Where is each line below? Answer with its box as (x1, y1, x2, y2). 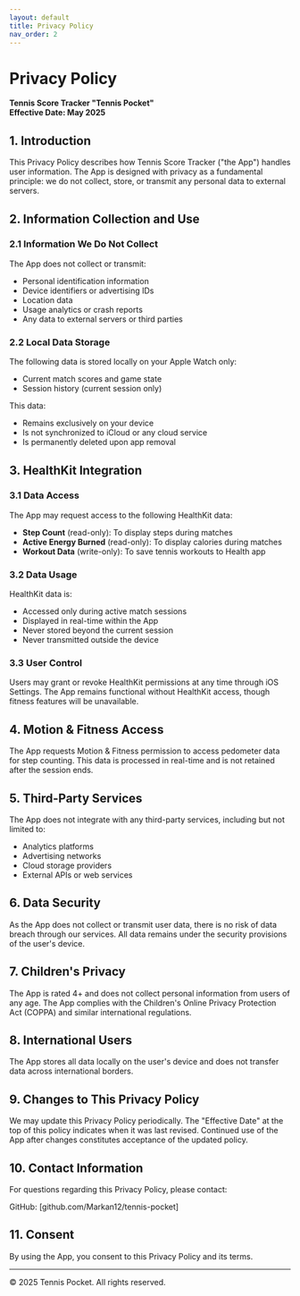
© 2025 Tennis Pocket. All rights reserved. (9, 1276, 167, 1287)
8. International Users (9, 1033, 132, 1048)
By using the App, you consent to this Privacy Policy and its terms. (9, 1250, 254, 1261)
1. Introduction (9, 133, 91, 148)
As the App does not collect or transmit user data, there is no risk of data (9, 919, 278, 930)
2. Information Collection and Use (9, 211, 200, 226)
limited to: (9, 824, 46, 835)
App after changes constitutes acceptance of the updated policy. (9, 1134, 248, 1145)
